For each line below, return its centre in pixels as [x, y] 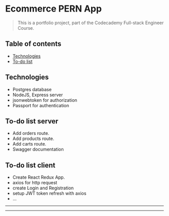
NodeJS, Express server [38, 95]
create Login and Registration [43, 188]
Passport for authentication [41, 105]
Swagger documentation [38, 150]
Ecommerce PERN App [54, 9]
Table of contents [33, 44]
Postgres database [32, 89]
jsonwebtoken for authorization [45, 100]
